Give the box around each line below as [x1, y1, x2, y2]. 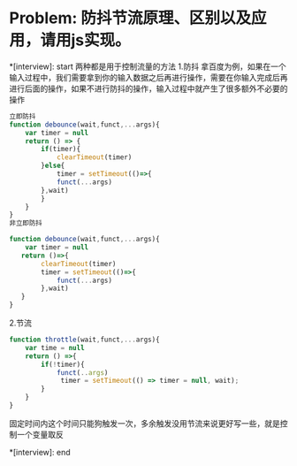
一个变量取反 [16, 429, 64, 439]
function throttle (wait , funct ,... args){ [9, 335, 161, 345]
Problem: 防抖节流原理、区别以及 [9, 8, 252, 28]
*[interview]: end [9, 447, 71, 457]
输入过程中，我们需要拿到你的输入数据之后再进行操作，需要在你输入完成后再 [9, 72, 288, 82]
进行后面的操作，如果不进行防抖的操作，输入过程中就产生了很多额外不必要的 [9, 83, 288, 94]
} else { [41, 161, 65, 171]
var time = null [25, 343, 86, 352]
